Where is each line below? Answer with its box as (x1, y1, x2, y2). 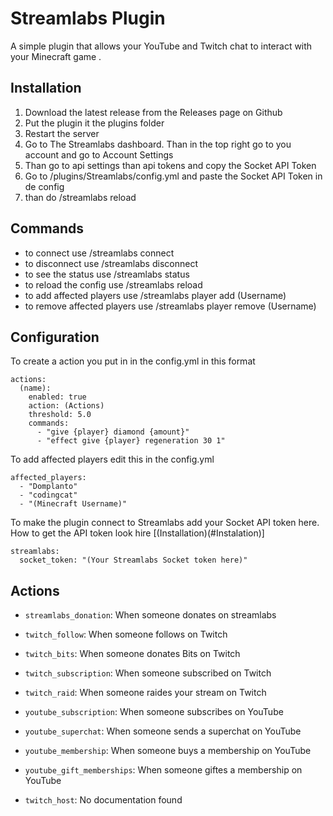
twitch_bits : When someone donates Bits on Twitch (24, 648, 241, 660)
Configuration (10, 328, 100, 346)
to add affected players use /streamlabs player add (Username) (24, 289, 287, 301)
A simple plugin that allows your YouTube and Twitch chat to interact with (10, 40, 313, 52)
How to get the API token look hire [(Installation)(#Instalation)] (10, 527, 265, 539)
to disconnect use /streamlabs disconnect (24, 257, 198, 269)
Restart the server (24, 127, 100, 139)
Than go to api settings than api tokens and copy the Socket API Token (24, 159, 317, 171)
